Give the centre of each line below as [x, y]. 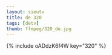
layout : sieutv [25, 12]
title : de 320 [24, 18]
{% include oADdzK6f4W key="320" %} [56, 46]
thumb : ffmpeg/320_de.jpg [39, 29]
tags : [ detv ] [23, 23]
